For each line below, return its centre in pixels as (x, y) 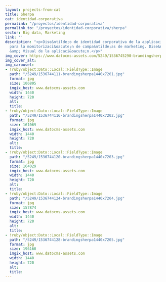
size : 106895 (23, 83)
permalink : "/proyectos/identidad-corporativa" (55, 23)
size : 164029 (23, 166)
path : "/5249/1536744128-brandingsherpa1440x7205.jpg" (67, 240)
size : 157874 (23, 208)
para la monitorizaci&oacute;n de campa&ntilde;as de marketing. (78, 47)
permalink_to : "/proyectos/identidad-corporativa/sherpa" (66, 28)
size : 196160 (23, 249)
